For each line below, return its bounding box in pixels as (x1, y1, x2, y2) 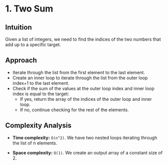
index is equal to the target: (12, 91, 69, 97)
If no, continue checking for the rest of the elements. (20, 106, 129, 113)
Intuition (5, 23, 32, 32)
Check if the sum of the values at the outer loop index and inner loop (12, 85, 154, 91)
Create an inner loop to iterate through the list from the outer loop (12, 75, 148, 81)
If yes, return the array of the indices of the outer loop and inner (20, 96, 152, 102)
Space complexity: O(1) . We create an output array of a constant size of (12, 149, 163, 155)
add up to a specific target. (5, 42, 61, 48)
